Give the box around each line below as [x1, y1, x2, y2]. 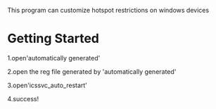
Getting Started [7, 31, 100, 46]
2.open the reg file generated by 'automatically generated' [7, 67, 177, 76]
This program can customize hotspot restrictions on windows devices [7, 6, 210, 14]
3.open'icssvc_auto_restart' [7, 81, 88, 89]
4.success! [7, 94, 39, 103]
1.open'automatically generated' [7, 53, 101, 62]
